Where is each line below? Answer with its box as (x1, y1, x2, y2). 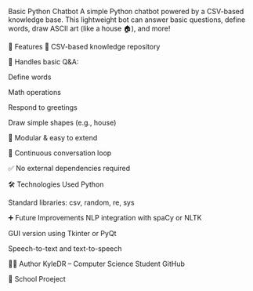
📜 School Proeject (8, 275, 67, 283)
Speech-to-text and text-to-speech (8, 244, 123, 253)
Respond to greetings (8, 103, 78, 112)
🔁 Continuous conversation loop (8, 148, 112, 158)
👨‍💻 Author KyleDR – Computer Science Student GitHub (8, 259, 186, 268)
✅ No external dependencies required (8, 164, 131, 173)
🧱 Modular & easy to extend (8, 133, 98, 142)
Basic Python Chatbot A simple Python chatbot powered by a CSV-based (8, 7, 244, 16)
